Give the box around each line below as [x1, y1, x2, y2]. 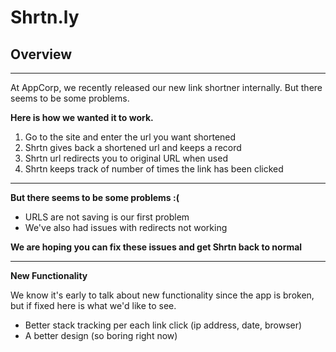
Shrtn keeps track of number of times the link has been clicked [24, 163, 284, 175]
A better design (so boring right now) [24, 330, 178, 341]
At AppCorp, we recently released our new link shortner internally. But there [10, 82, 323, 93]
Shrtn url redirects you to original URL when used [24, 152, 228, 164]
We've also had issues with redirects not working [24, 222, 228, 233]
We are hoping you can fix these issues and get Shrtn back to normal [10, 241, 303, 253]
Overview [10, 46, 73, 63]
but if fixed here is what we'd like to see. [10, 300, 177, 311]
